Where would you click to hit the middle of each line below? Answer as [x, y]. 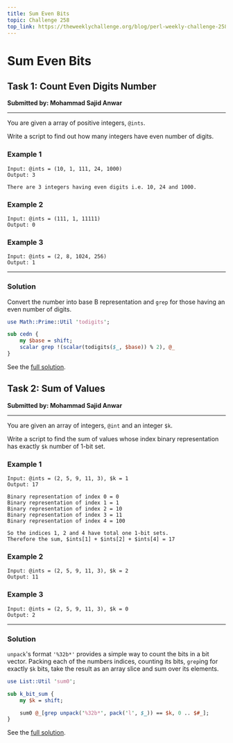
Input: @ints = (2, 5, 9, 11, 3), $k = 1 [68, 479]
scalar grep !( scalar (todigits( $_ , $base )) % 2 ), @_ [97, 348]
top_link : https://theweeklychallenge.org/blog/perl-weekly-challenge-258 [118, 26]
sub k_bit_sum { [31, 694]
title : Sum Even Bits [38, 14]
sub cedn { [23, 334]
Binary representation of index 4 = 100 [67, 521]
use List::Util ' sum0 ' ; [42, 681]
